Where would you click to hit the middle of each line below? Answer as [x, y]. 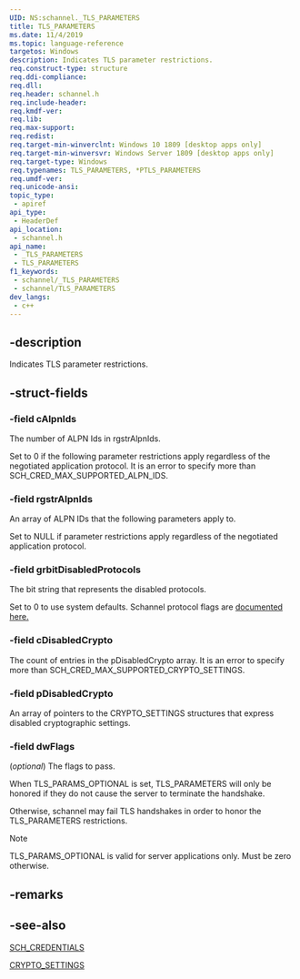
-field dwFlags [42, 746]
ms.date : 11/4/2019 [46, 35]
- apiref [30, 204]
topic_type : [32, 196]
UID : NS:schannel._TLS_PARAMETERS [75, 18]
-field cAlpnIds [43, 419]
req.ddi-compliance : [49, 77]
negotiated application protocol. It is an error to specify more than [133, 466]
